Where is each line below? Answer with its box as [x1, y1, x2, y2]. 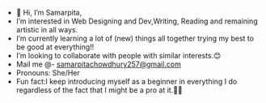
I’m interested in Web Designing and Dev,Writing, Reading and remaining [15, 16, 258, 26]
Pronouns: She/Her [15, 68, 81, 77]
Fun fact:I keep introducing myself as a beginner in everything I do [15, 77, 238, 86]
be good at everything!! [15, 42, 95, 52]
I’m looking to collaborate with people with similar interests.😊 [15, 51, 222, 60]
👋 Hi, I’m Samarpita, [15, 8, 82, 17]
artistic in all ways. [15, 25, 78, 34]
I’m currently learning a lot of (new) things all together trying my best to [15, 33, 255, 43]
